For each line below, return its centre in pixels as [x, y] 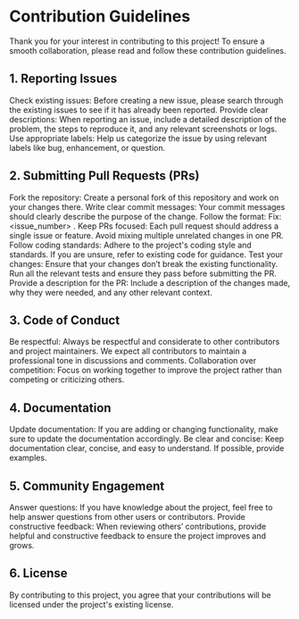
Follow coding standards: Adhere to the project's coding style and [130, 245]
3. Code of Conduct [65, 320]
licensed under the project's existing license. [91, 604]
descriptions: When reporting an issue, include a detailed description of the [148, 119]
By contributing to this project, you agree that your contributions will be [140, 595]
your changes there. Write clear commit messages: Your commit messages [147, 206]
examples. [28, 458]
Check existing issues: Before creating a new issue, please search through [146, 100]
